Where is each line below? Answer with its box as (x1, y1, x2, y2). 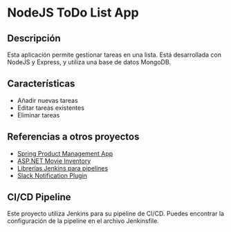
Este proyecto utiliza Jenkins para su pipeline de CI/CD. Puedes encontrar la (7, 209, 225, 218)
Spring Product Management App (17, 149, 113, 157)
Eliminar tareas (17, 110, 60, 119)
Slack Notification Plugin (17, 171, 88, 180)
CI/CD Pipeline (7, 191, 71, 203)
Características (7, 78, 75, 90)
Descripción (7, 32, 61, 44)
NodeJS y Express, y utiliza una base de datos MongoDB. (7, 58, 172, 66)
